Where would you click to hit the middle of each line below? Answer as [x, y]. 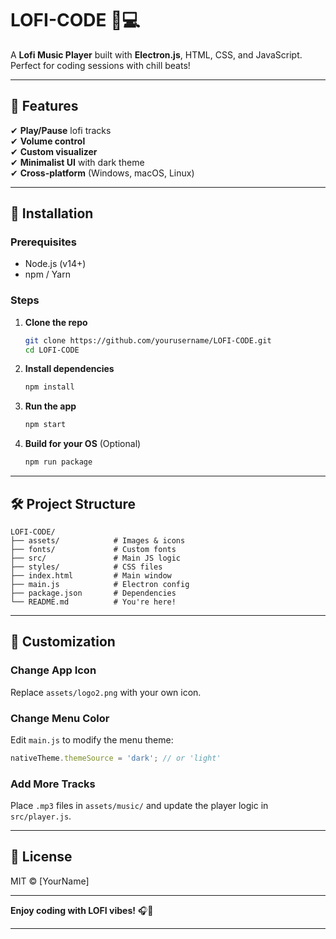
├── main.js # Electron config [100, 584]
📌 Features [44, 106]
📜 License [41, 857]
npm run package [58, 462]
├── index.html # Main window [91, 575]
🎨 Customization [63, 642]
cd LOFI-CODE [52, 350]
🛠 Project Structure [73, 503]
